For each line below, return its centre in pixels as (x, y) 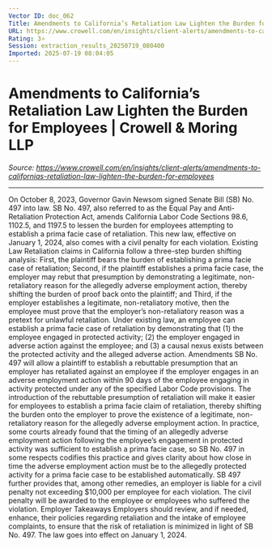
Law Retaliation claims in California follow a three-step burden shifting (125, 251)
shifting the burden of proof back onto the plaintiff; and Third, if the (120, 294)
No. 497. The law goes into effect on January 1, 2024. (98, 534)
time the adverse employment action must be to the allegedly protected (127, 465)
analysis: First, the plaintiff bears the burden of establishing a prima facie (130, 259)
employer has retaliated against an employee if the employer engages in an (134, 371)
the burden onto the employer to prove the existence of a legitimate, (122, 414)
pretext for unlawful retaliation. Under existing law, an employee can (122, 320)
